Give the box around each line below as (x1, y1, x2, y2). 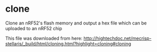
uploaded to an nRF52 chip (5, 25, 62, 31)
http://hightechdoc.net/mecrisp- (83, 35, 152, 41)
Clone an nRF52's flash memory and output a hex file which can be (5, 20, 147, 26)
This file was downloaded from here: (5, 35, 83, 41)
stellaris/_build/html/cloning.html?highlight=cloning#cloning (5, 40, 131, 46)
